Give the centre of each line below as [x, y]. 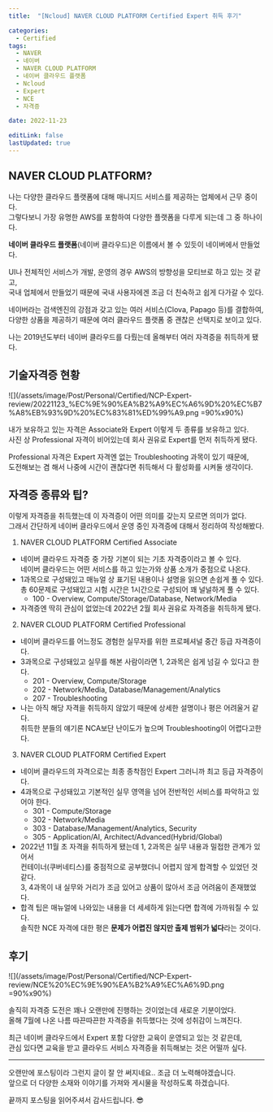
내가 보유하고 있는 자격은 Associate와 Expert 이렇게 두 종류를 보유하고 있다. [129, 429]
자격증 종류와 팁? [48, 495]
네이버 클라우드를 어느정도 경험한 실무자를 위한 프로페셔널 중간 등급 [126, 641]
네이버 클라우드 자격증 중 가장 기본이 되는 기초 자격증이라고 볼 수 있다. [130, 559]
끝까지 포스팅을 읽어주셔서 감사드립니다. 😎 [76, 1100]
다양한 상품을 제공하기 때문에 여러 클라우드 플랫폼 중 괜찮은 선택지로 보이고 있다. [135, 319]
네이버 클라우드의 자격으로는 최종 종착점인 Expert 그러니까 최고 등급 [128, 771]
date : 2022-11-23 [38, 121]
